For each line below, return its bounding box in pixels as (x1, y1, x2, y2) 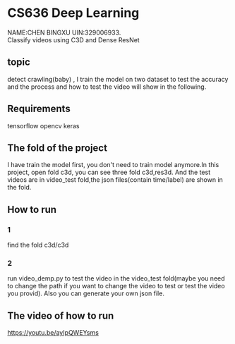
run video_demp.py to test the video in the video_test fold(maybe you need (7, 274, 225, 283)
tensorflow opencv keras (7, 121, 80, 130)
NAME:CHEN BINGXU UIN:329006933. (7, 28, 121, 37)
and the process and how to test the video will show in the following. (7, 82, 207, 91)
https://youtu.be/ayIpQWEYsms (7, 328, 99, 337)
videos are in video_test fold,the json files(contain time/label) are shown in (7, 176, 224, 184)
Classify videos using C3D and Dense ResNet (7, 35, 140, 44)
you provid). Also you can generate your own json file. (7, 289, 164, 297)
